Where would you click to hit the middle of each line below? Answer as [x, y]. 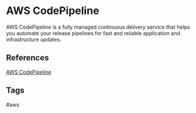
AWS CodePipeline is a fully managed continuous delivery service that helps [98, 27]
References [27, 58]
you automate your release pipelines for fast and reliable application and [93, 33]
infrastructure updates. [34, 39]
